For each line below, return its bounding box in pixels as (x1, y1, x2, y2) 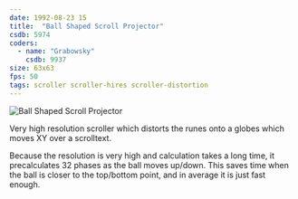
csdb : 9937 (25, 55, 67, 64)
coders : (9, 38, 39, 48)
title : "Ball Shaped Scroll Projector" (9, 22, 165, 31)
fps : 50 (9, 72, 39, 81)
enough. (9, 178, 41, 190)
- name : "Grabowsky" (17, 47, 95, 56)
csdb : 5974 (9, 30, 51, 39)
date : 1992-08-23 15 (9, 13, 88, 23)
